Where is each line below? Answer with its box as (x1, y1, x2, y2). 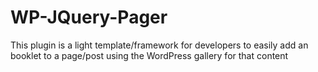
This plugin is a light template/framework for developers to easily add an (10, 39, 309, 51)
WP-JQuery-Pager (10, 6, 168, 29)
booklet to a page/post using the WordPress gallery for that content (10, 49, 289, 61)
